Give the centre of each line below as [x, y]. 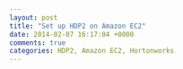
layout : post [34, 17]
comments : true [38, 43]
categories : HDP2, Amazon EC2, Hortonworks [92, 51]
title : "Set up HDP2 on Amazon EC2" [78, 26]
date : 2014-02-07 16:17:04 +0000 [72, 34]
